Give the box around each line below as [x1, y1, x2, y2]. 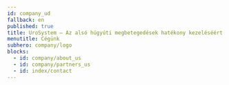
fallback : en [7, 16, 45, 23]
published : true [7, 23, 54, 29]
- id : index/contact [13, 67, 72, 74]
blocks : [7, 49, 30, 56]
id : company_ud [7, 10, 51, 17]
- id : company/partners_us [13, 61, 91, 68]
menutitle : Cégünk [7, 36, 60, 42]
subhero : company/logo [7, 42, 72, 49]
